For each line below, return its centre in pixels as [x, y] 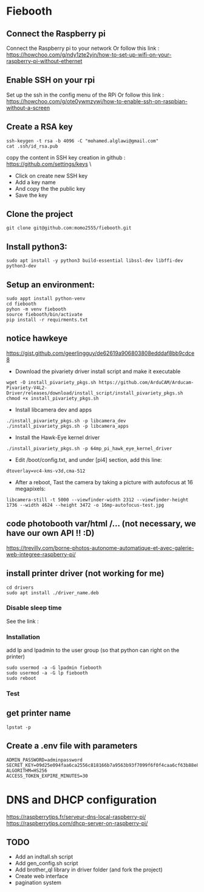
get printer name [39, 713]
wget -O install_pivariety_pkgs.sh [51, 382]
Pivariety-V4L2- [27, 388]
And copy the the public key [50, 188]
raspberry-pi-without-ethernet [44, 61]
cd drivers [20, 588]
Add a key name [35, 182]
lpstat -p [19, 727]
